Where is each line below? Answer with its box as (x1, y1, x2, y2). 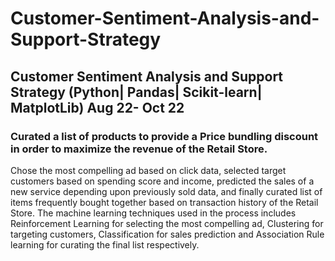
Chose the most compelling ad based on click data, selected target (10, 164, 287, 176)
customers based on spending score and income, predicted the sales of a (10, 175, 315, 187)
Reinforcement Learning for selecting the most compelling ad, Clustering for (10, 217, 324, 229)
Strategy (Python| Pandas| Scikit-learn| (10, 83, 263, 101)
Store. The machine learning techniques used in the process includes (10, 207, 297, 219)
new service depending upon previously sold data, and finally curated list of (10, 185, 323, 197)
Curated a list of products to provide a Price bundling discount (10, 129, 319, 143)
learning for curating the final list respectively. (10, 238, 200, 251)
